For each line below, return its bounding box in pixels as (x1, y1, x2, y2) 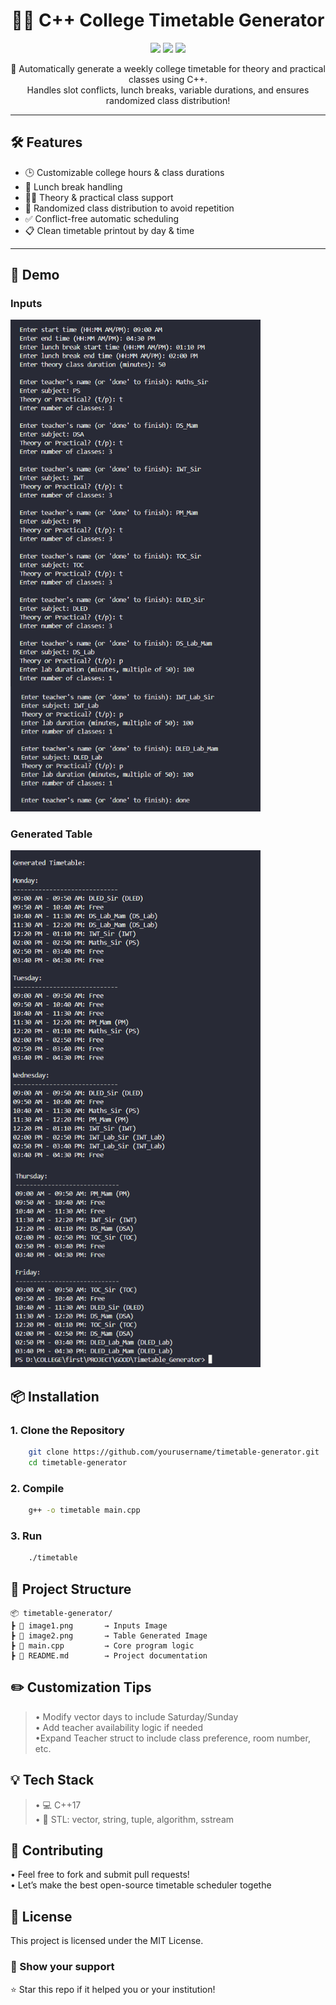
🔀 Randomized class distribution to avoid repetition (24, 202, 235, 214)
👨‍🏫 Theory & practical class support (24, 191, 174, 203)
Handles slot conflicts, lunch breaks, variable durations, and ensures (26, 84, 310, 96)
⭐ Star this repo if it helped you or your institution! (10, 1983, 216, 1995)
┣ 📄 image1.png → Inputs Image (10, 1620, 168, 1631)
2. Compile (10, 1481, 65, 1495)
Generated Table (10, 827, 93, 841)
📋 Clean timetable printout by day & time (24, 224, 195, 236)
